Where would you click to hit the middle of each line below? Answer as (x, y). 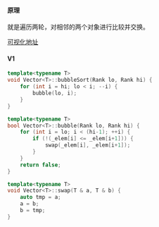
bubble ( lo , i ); (55, 93)
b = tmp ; (33, 211)
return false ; (40, 165)
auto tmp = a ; (40, 197)
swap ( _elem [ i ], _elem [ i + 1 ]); (88, 145)
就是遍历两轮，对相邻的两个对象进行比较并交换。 (78, 27)
